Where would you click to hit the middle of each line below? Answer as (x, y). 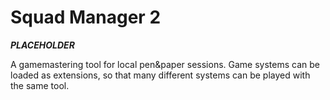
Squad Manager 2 (86, 17)
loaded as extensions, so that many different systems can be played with (160, 75)
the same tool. (40, 85)
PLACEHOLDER (42, 45)
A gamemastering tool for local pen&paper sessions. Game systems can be (165, 64)
